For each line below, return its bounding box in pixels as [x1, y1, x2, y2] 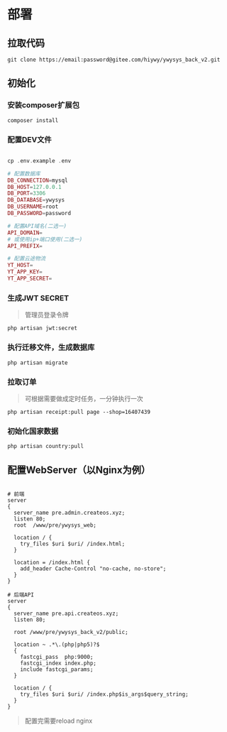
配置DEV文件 [7, 134, 52, 144]
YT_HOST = [7, 262, 33, 269]
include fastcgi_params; [20, 665, 94, 673]
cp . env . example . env [7, 157, 72, 164]
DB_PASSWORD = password [7, 210, 72, 217]
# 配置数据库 [7, 170, 40, 177]
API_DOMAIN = [7, 229, 43, 236]
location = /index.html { [13, 559, 91, 566]
